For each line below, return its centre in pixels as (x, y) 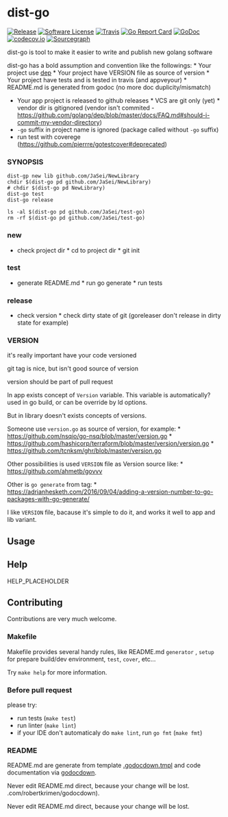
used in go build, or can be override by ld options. (77, 403)
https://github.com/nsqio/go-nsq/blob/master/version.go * (90, 436)
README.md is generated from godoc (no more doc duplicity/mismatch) (109, 87)
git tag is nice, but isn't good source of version (73, 368)
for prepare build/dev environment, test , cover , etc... (81, 659)
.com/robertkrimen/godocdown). (53, 793)
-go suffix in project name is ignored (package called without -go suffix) (118, 129)
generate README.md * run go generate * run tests (90, 283)
